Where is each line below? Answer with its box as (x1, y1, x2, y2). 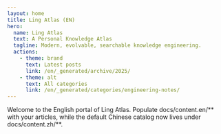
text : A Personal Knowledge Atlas (13, 36, 112, 43)
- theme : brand (19, 55, 63, 62)
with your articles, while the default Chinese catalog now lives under (7, 113, 201, 121)
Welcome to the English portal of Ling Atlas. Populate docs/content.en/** (7, 106, 215, 114)
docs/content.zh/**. (7, 120, 63, 129)
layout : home (7, 10, 45, 17)
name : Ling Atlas (13, 29, 63, 36)
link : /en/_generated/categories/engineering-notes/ (25, 87, 180, 93)
